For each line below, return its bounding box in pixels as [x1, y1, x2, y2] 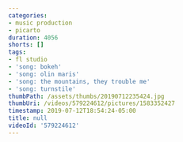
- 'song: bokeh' [8, 63, 62, 71]
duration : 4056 [8, 33, 59, 42]
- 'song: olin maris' [8, 70, 80, 78]
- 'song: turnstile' [8, 84, 77, 93]
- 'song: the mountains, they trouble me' [8, 77, 151, 85]
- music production [8, 19, 73, 27]
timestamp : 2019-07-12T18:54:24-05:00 [8, 107, 136, 115]
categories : [8, 11, 48, 20]
